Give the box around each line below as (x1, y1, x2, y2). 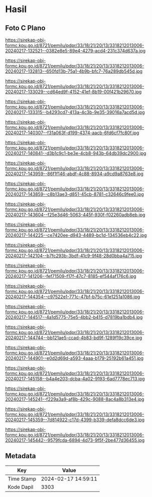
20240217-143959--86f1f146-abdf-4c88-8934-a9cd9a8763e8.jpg (5, 171, 144, 177)
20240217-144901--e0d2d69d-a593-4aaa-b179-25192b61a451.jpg (5, 355, 144, 361)
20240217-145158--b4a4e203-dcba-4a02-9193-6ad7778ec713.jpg (5, 376, 145, 381)
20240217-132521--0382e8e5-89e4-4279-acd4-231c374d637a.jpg (5, 48, 146, 53)
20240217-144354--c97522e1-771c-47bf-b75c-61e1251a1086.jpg (5, 294, 140, 300)
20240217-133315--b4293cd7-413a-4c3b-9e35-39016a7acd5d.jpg (5, 109, 145, 115)
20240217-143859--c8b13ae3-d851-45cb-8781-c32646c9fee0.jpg (5, 191, 144, 197)
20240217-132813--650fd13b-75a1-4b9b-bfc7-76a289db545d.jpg (5, 68, 143, 74)
